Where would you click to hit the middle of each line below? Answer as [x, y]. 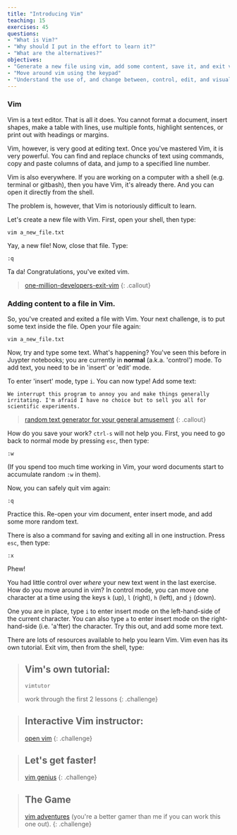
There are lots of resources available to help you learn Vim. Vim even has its [118, 639]
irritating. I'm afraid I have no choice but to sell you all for [107, 400]
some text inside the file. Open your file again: [74, 326]
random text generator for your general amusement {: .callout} [115, 419]
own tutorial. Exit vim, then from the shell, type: [76, 647]
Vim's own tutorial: [67, 669]
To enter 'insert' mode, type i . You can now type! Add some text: [102, 381]
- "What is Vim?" [33, 40]
